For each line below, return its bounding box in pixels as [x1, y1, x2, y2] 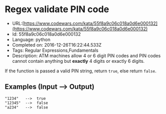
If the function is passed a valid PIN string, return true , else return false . [5, 67, 157, 74]
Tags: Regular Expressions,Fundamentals [12, 47, 98, 53]
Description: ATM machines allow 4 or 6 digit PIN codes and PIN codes [12, 52, 161, 59]
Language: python [12, 36, 51, 43]
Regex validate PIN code [5, 4, 110, 15]
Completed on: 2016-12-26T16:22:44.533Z [12, 42, 102, 48]
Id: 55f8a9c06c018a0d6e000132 [12, 31, 81, 37]
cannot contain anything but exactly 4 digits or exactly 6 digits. [12, 58, 145, 64]
